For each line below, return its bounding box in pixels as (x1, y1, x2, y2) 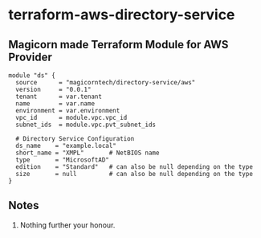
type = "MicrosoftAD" (15, 156, 110, 164)
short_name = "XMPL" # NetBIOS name (15, 149, 160, 157)
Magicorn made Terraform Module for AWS (8, 38, 229, 51)
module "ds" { (8, 72, 56, 80)
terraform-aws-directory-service (8, 6, 235, 24)
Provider (8, 50, 52, 64)
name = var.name (15, 100, 95, 108)
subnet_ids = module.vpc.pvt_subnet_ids (15, 121, 157, 129)
